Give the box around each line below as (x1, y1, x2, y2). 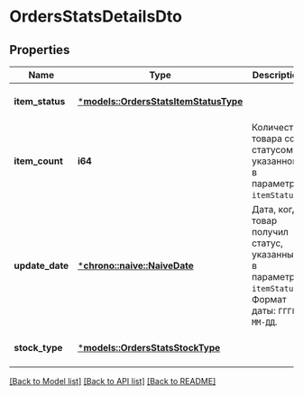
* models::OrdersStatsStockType (77, 342, 221, 354)
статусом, (251, 144, 296, 156)
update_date (14, 259, 69, 272)
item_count (14, 155, 63, 167)
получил (251, 226, 289, 238)
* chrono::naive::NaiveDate (77, 259, 194, 272)
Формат (251, 293, 287, 305)
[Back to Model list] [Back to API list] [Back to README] (9, 376, 216, 386)
